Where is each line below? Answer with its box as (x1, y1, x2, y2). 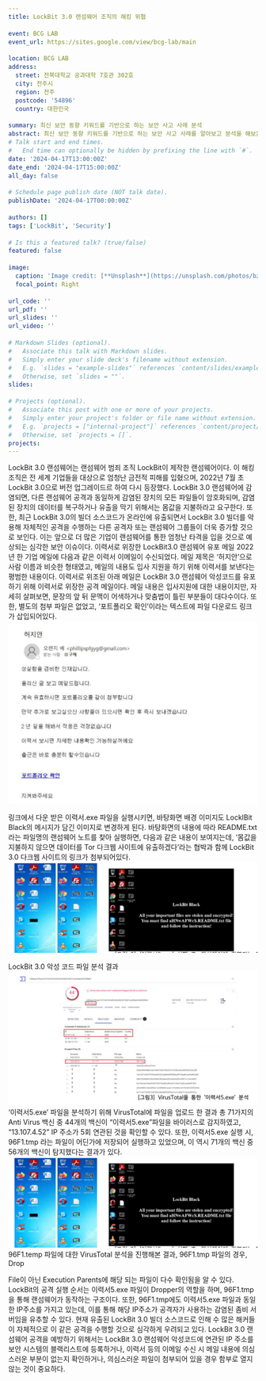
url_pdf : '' (8, 305, 47, 313)
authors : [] (8, 213, 47, 221)
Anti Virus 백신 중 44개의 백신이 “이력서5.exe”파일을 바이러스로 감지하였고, (8, 1117, 241, 1127)
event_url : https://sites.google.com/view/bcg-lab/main (8, 38, 196, 46)
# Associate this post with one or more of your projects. (8, 406, 215, 414)
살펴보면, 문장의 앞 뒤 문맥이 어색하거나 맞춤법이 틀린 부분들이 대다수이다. (22, 591, 249, 602)
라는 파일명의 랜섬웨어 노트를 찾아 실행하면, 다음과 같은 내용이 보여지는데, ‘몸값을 (8, 832, 257, 842)
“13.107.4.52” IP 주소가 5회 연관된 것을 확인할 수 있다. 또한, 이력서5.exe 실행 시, (8, 1127, 253, 1137)
